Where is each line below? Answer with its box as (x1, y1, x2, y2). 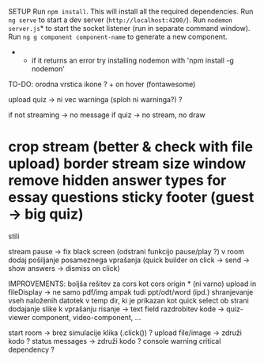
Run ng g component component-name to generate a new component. (8, 32, 228, 41)
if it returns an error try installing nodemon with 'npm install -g (31, 55, 235, 65)
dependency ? (8, 345, 55, 354)
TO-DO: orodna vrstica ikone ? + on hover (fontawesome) (8, 79, 196, 89)
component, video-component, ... (31, 312, 141, 322)
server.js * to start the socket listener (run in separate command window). (8, 24, 251, 32)
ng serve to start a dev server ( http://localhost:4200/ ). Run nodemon (8, 15, 233, 25)
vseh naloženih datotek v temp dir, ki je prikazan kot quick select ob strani (8, 295, 249, 305)
